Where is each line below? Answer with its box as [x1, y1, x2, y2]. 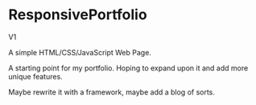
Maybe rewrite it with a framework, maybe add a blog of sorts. [8, 87, 216, 97]
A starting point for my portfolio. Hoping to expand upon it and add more [8, 63, 249, 73]
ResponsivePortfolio [8, 6, 147, 24]
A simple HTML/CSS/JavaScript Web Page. [8, 47, 151, 57]
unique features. [8, 71, 63, 81]
